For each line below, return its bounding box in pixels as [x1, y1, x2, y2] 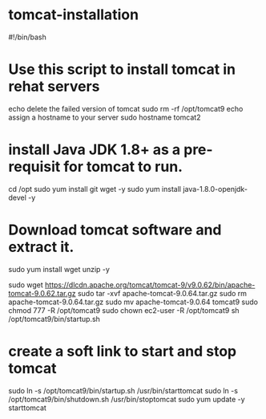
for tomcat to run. [63, 158, 183, 176]
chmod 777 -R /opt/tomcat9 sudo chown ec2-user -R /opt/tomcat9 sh [8, 305, 240, 315]
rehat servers [8, 78, 100, 96]
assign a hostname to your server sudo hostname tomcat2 [8, 112, 201, 122]
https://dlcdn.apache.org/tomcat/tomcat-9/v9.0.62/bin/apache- [45, 279, 256, 290]
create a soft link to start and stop [8, 342, 237, 360]
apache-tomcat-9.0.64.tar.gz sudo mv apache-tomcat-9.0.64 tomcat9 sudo [8, 297, 259, 307]
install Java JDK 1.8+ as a [8, 140, 181, 159]
